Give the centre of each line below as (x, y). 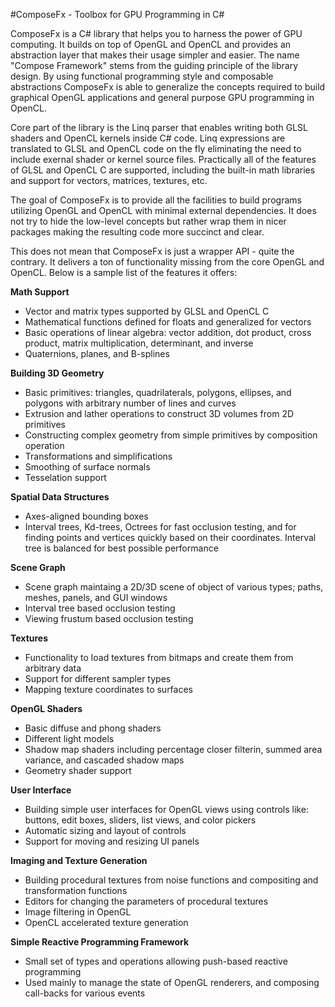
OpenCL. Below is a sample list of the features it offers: (124, 272)
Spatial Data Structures (60, 497)
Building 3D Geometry (57, 373)
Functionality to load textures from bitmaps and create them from (159, 657)
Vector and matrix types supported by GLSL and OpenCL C (147, 311)
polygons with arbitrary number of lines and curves (130, 403)
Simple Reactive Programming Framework (100, 942)
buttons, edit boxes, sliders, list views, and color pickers (140, 820)
